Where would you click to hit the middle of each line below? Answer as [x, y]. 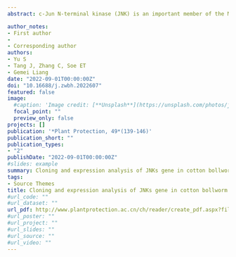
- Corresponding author [42, 46]
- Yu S [17, 59]
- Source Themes [31, 184]
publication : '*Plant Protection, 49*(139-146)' [80, 131]
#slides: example [33, 164]
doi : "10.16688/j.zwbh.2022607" [54, 85]
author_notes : [28, 26]
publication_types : [36, 144]
